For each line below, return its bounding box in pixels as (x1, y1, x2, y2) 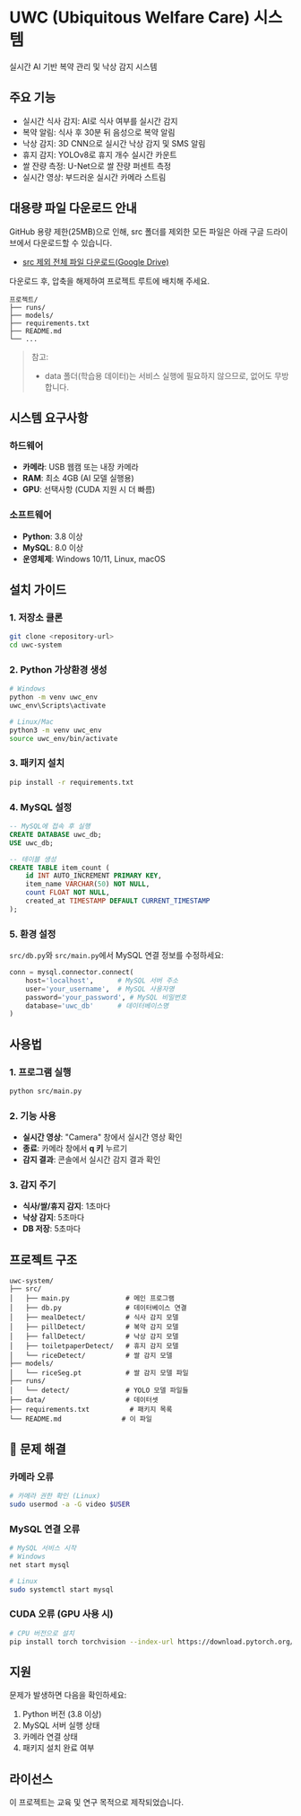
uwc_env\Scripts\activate (9, 701, 106, 710)
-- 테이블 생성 (9, 854, 56, 864)
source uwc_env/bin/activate (9, 734, 118, 743)
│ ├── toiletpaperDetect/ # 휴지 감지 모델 (9, 1342, 179, 1351)
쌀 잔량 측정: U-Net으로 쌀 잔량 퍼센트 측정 (21, 160, 172, 171)
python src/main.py (9, 1087, 82, 1096)
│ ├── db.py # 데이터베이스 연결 (9, 1303, 187, 1313)
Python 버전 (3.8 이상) (21, 1709, 102, 1720)
